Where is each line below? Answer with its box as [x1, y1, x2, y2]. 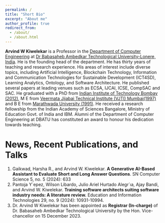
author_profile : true [5, 21, 50, 26]
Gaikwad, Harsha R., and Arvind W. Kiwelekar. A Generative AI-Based [12, 166, 155, 172]
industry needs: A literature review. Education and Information [12, 192, 142, 198]
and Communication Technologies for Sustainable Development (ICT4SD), [5, 74, 156, 80]
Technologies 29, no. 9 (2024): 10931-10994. [12, 197, 104, 203]
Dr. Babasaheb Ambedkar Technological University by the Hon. [12, 208, 141, 214]
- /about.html [9, 35, 39, 40]
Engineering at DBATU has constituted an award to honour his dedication [5, 116, 154, 122]
